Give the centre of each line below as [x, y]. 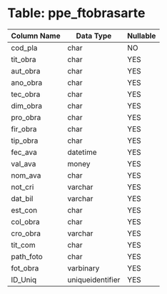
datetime [82, 152]
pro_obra [26, 117]
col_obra [26, 221]
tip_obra [25, 141]
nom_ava [26, 175]
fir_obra [24, 128]
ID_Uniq [24, 280]
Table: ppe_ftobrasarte [76, 13]
